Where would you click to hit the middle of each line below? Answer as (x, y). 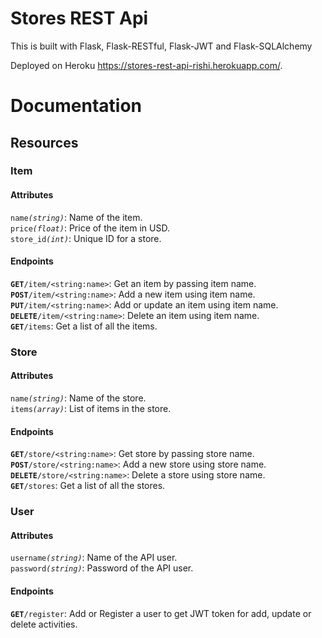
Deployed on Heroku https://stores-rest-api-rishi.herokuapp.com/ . (146, 65)
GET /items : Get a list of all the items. (84, 326)
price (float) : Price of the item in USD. (90, 228)
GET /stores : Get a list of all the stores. (88, 486)
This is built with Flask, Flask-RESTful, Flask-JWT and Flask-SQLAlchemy (161, 46)
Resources (44, 142)
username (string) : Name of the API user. (94, 558)
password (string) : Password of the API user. (102, 568)
